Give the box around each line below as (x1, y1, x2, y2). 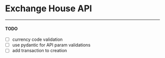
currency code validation (12, 36, 63, 42)
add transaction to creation (12, 48, 67, 54)
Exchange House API (5, 3, 92, 14)
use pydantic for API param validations (12, 42, 91, 48)
